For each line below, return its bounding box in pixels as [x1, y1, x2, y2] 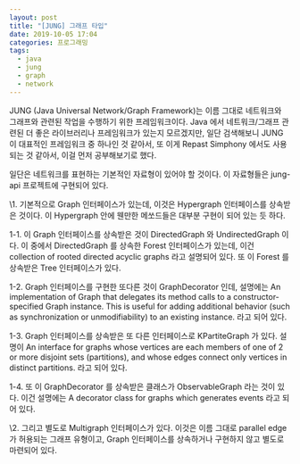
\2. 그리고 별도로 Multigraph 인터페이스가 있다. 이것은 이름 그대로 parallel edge [9, 422, 287, 433]
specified [9, 301, 44, 311]
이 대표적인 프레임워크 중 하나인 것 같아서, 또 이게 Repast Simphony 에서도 [9, 138, 271, 149]
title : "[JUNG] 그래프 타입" [9, 21, 109, 30]
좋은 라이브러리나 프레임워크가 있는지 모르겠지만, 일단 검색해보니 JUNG [35, 127, 284, 138]
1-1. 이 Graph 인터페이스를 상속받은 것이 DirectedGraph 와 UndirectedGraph [9, 228, 279, 239]
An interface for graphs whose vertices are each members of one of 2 [25, 341, 284, 352]
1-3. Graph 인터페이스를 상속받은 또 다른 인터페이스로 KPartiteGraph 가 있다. [9, 330, 279, 341]
